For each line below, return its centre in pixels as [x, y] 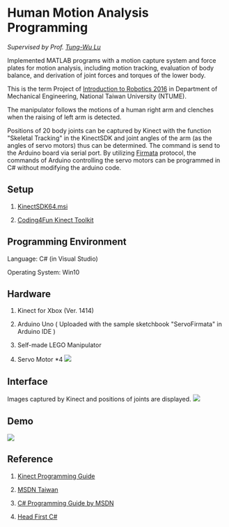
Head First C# [37, 517]
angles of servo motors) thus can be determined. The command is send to [114, 145]
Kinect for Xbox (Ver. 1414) [55, 311]
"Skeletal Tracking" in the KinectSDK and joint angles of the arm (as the [110, 138]
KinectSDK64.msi [42, 206]
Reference [30, 459]
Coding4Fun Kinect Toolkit [55, 220]
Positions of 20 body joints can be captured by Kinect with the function [109, 130]
